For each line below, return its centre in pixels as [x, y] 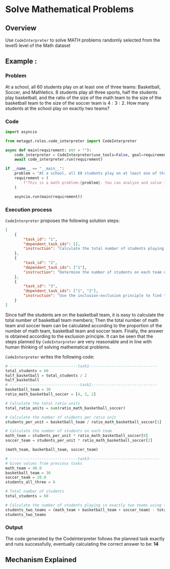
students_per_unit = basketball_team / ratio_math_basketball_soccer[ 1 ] [83, 422]
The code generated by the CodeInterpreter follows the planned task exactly [85, 538]
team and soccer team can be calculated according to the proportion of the [84, 325]
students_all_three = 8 [30, 482]
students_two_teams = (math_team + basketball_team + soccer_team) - [80, 510]
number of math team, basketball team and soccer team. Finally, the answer [84, 331]
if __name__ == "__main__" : [35, 169]
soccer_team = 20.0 [26, 477]
